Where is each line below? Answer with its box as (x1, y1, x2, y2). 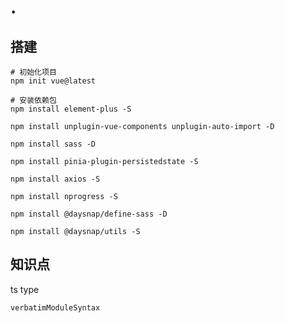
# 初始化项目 (10, 67, 57, 77)
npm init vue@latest (10, 76, 97, 86)
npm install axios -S (10, 174, 101, 184)
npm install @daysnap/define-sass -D (10, 209, 168, 219)
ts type (10, 283, 40, 295)
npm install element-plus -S (10, 104, 132, 114)
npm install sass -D (10, 139, 97, 149)
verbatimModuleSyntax (10, 302, 101, 313)
